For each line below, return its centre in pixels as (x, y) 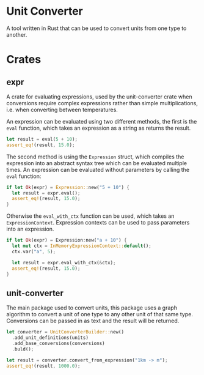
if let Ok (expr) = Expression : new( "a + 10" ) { (67, 240)
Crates (24, 60)
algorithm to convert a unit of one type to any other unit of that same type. (100, 314)
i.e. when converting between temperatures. (62, 110)
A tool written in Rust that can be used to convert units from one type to (97, 28)
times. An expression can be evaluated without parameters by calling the (98, 169)
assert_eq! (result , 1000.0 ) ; (43, 366)
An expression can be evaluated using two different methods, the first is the (102, 121)
